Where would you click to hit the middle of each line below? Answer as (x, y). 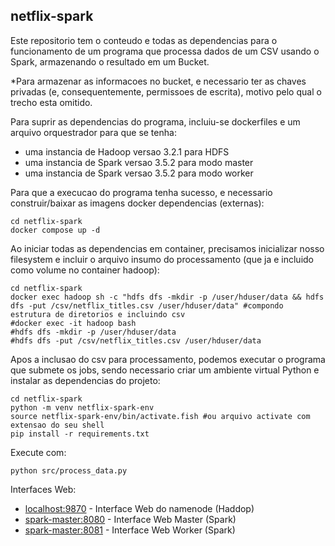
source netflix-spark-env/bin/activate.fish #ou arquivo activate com (160, 416)
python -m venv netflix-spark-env (82, 407)
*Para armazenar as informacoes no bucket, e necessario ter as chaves (158, 81)
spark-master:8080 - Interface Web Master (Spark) (130, 519)
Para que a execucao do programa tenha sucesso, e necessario (141, 192)
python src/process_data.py (69, 470)
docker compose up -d (55, 230)
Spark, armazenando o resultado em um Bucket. (110, 61)
